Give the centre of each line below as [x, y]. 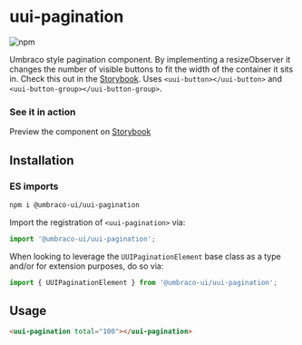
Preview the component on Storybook [80, 132]
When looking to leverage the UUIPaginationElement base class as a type [145, 256]
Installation [42, 160]
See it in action [43, 112]
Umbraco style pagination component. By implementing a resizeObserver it [150, 59]
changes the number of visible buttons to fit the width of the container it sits [151, 69]
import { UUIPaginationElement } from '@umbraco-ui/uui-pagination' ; [144, 282]
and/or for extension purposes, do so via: [87, 266]
